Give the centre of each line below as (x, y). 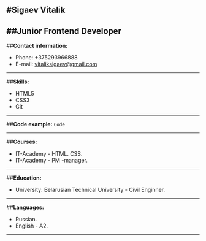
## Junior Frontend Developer (64, 31)
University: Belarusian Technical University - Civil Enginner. (90, 190)
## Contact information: (37, 46)
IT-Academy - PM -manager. (51, 160)
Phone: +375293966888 (46, 58)
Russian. (26, 220)
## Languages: (25, 207)
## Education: (24, 178)
